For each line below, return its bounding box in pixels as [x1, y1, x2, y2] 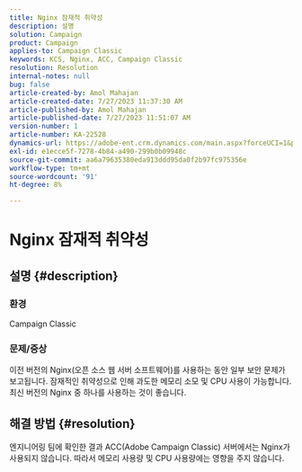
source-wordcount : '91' [9, 172, 99, 181]
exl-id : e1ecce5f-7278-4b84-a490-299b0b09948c [9, 147, 187, 156]
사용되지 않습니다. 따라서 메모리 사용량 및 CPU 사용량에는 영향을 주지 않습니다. [9, 453, 285, 464]
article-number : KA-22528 [9, 130, 106, 139]
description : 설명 [9, 22, 75, 31]
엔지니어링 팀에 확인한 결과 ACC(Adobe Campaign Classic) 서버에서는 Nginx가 [9, 441, 290, 452]
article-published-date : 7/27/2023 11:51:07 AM [9, 113, 191, 122]
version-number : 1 [9, 122, 78, 131]
